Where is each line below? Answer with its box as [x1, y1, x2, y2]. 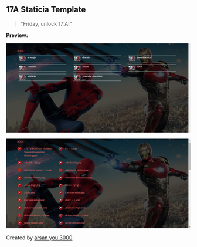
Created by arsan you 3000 [6, 234, 73, 241]
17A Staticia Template [6, 5, 86, 15]
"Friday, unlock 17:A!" [20, 20, 72, 27]
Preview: [6, 32, 28, 39]
